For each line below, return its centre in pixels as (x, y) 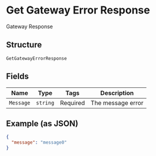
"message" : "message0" (39, 143)
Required (72, 103)
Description (117, 93)
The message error (117, 103)
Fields (18, 77)
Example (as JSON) (42, 123)
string (45, 103)
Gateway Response (29, 26)
